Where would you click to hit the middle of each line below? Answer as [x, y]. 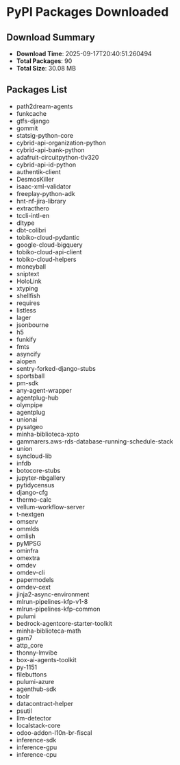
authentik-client [38, 171]
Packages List [37, 90]
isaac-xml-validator [44, 186]
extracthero [33, 208]
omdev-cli [30, 572]
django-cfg [32, 492]
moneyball [31, 266]
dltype [25, 223]
